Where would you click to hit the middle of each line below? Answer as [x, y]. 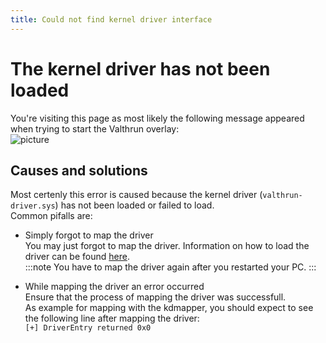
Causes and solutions [79, 170]
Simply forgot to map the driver [89, 235]
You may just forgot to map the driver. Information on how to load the [167, 246]
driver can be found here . [77, 257]
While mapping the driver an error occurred [114, 287]
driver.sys [33, 206]
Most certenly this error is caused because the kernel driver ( [136, 195]
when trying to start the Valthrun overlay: [95, 128]
